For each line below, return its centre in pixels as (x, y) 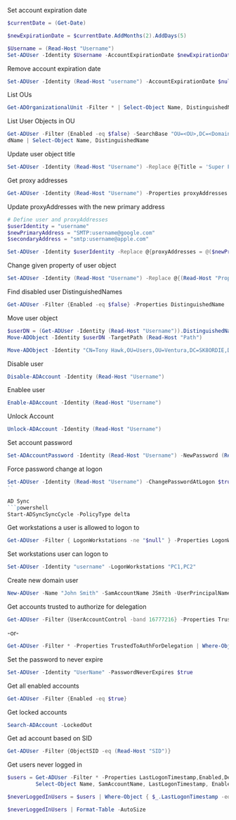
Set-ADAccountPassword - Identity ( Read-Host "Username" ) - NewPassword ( (116, 456)
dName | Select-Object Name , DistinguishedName (78, 141)
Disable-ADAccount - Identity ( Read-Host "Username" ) (86, 377)
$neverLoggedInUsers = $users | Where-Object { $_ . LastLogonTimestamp (113, 797)
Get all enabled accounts (43, 686)
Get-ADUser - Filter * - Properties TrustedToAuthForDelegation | (103, 646)
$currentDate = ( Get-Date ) (47, 23)
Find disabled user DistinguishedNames (65, 292)
